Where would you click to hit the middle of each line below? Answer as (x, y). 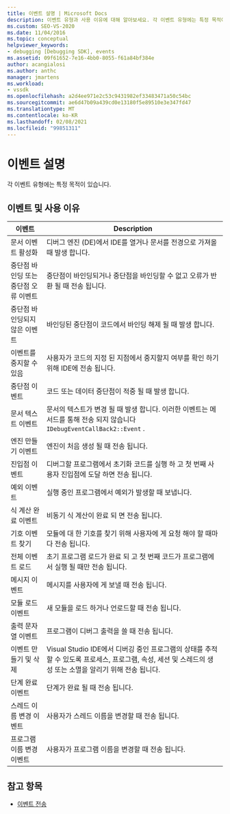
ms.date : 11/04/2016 (37, 33)
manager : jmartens (33, 77)
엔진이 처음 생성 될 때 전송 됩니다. (97, 446)
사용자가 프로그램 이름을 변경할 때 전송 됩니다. (116, 750)
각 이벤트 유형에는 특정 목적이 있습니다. (59, 184)
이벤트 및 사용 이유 (43, 208)
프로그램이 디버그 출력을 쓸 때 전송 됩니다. (110, 631)
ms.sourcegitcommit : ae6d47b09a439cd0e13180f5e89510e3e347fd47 (99, 103)
